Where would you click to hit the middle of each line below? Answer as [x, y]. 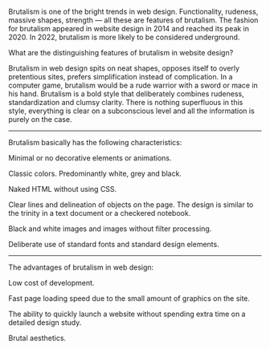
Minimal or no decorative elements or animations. [90, 158]
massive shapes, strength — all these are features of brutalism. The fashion [133, 20]
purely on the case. [40, 119]
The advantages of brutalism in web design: [81, 267]
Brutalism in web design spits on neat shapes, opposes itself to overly [124, 68]
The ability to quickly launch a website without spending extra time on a [127, 314]
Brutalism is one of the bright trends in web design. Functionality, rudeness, [133, 12]
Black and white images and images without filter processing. [110, 229]
